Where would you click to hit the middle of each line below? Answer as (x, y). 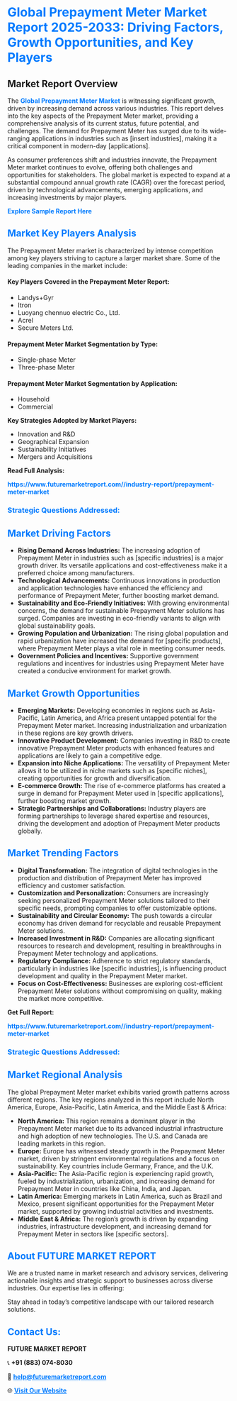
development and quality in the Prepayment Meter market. (102, 975)
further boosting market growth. (64, 801)
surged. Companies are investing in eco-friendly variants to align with (119, 619)
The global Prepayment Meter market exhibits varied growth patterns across (118, 1092)
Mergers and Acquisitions (55, 457)
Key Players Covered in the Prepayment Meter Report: (88, 282)
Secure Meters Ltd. (46, 328)
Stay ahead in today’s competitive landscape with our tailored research (111, 1302)
